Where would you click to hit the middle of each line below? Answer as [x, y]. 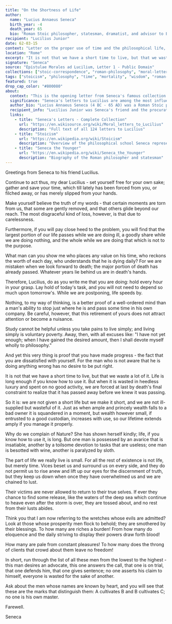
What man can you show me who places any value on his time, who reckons [86, 255]
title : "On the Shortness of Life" [43, 10]
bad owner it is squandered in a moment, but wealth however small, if [79, 413]
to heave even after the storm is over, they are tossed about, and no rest [81, 503]
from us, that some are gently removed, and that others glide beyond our [82, 209]
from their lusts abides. [30, 508]
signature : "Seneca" [27, 63]
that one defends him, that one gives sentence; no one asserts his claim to [84, 570]
